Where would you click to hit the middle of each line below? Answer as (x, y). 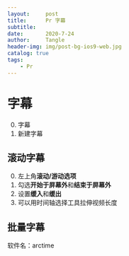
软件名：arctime (31, 245)
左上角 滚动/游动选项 (47, 176)
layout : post (33, 14)
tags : (15, 60)
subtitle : (22, 27)
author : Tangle (36, 40)
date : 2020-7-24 (41, 34)
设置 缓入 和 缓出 (39, 194)
